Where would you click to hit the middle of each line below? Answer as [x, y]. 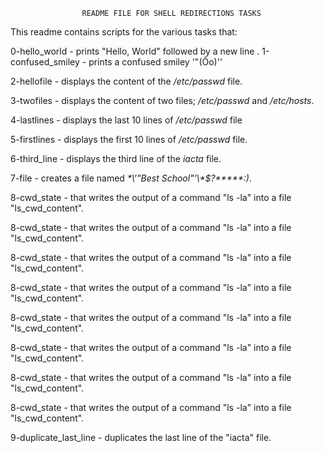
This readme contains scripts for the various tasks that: [124, 32]
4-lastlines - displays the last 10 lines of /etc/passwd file [126, 120]
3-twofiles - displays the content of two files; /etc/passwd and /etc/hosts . [162, 100]
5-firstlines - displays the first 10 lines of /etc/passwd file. [129, 139]
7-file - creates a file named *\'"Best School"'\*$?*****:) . [131, 178]
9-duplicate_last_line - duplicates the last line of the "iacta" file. [141, 437]
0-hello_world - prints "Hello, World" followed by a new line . [135, 51]
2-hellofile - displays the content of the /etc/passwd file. [126, 81]
